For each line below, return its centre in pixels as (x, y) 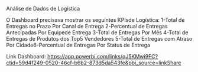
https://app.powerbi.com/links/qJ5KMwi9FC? (103, 56)
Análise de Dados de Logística (43, 9)
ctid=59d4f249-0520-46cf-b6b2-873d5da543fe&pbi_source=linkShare (94, 63)
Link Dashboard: (26, 56)
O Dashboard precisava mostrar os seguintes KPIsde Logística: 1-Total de (95, 20)
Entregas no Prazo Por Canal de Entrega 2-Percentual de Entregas (87, 26)
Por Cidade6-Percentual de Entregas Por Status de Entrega (78, 45)
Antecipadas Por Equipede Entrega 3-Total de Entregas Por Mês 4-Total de (97, 32)
